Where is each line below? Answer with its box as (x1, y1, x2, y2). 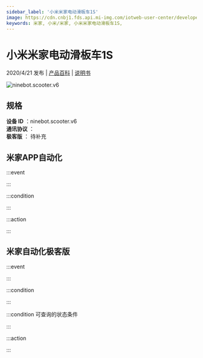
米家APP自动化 (6, 152, 62, 162)
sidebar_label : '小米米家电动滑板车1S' (6, 8, 98, 15)
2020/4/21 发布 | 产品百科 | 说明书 (6, 69, 91, 76)
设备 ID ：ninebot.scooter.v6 (6, 118, 77, 125)
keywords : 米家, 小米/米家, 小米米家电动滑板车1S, (6, 20, 123, 26)
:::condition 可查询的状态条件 (6, 310, 79, 318)
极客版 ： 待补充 (6, 133, 47, 140)
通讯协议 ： (6, 125, 34, 133)
